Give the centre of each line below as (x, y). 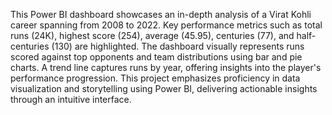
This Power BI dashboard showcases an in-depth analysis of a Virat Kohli (161, 14)
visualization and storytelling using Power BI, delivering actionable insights (164, 88)
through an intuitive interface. (71, 99)
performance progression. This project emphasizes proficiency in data (155, 78)
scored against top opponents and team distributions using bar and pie (156, 57)
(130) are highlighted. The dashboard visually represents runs (178, 46)
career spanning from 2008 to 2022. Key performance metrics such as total (166, 25)
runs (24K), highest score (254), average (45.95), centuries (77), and (152, 35)
